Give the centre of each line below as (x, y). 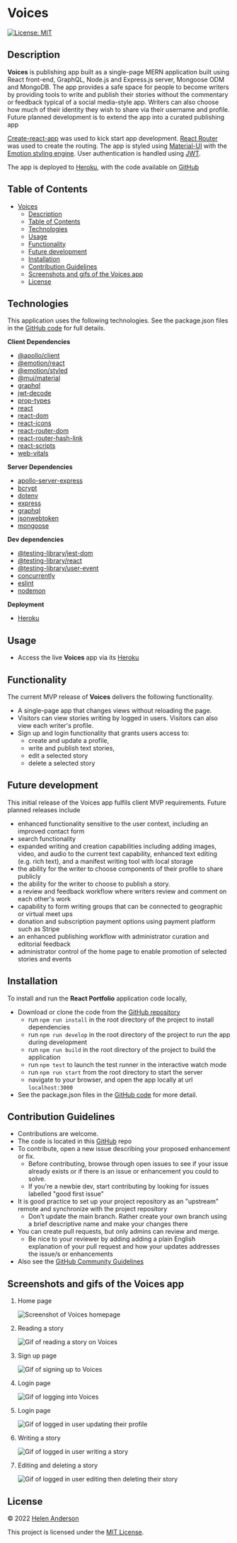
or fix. (26, 1156)
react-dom (33, 416)
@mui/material (39, 378)
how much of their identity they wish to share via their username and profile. (118, 109)
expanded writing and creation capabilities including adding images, (117, 846)
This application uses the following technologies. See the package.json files (118, 320)
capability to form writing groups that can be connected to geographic (120, 906)
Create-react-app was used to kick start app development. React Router (112, 138)
